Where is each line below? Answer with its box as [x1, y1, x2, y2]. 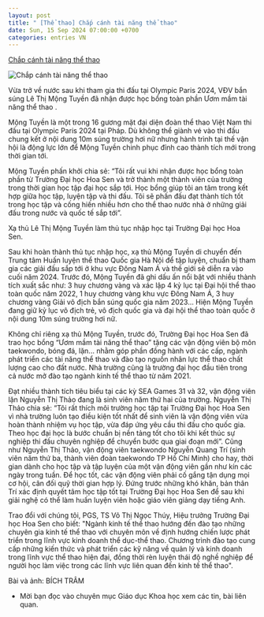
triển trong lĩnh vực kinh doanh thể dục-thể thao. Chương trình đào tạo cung [8, 536, 256, 545]
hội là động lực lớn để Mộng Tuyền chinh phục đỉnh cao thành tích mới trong [8, 143, 256, 152]
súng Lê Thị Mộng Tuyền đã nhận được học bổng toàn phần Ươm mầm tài [8, 94, 247, 103]
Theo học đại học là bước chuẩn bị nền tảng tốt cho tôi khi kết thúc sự [8, 429, 236, 438]
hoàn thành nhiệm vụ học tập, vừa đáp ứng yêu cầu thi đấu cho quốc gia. [8, 420, 246, 429]
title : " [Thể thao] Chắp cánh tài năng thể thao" [8, 19, 178, 27]
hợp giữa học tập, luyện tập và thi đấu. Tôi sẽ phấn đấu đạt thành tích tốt [8, 191, 244, 201]
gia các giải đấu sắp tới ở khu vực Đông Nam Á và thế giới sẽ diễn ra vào [8, 264, 244, 273]
